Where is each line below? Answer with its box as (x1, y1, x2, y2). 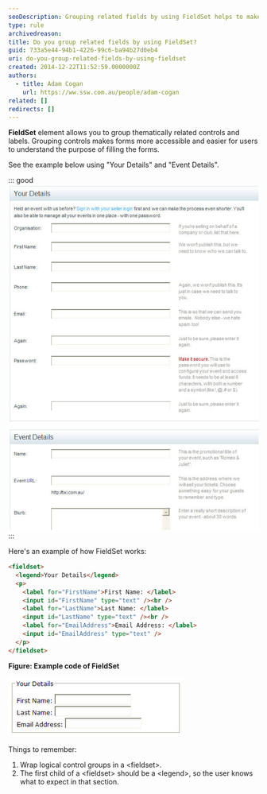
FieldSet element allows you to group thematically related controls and (8, 128, 240, 137)
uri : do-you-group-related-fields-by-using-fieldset (8, 55, 187, 63)
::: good (8, 176, 33, 185)
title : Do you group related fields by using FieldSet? (8, 38, 197, 46)
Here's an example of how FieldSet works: (8, 547, 147, 556)
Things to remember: (8, 744, 77, 754)
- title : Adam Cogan (15, 79, 83, 87)
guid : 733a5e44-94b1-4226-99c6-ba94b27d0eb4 (8, 46, 158, 55)
